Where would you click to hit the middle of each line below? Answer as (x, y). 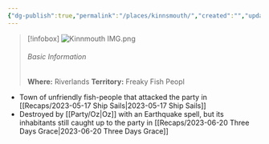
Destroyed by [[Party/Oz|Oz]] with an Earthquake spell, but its (121, 114)
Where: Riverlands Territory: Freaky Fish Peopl (106, 82)
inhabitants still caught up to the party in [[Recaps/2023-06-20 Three (134, 122)
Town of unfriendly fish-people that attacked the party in (113, 97)
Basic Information (57, 57)
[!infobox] (43, 38)
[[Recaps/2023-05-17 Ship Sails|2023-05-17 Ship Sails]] (112, 106)
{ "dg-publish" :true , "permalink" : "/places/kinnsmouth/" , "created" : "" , (126, 16)
